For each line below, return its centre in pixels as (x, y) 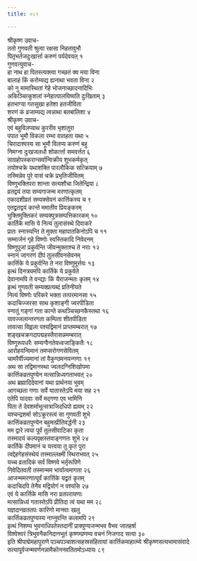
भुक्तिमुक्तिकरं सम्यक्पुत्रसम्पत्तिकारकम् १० (53, 215)
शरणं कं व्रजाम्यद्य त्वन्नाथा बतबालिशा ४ (49, 112)
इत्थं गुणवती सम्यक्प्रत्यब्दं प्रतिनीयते (44, 287)
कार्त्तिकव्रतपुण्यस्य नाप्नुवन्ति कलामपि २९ (51, 518)
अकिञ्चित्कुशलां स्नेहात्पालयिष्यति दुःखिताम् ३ (56, 96)
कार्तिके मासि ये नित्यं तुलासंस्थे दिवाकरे (49, 223)
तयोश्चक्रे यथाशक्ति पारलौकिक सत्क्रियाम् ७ (55, 168)
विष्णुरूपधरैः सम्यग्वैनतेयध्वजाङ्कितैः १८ (50, 342)
